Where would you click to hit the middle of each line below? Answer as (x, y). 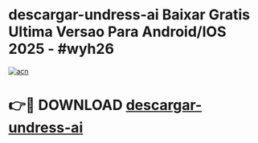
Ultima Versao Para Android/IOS (117, 32)
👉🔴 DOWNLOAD (66, 105)
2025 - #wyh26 (61, 49)
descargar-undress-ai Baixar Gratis (129, 15)
